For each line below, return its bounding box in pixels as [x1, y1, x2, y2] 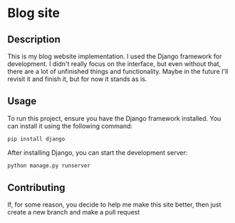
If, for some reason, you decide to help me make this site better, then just [7, 200, 221, 209]
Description [7, 33, 61, 45]
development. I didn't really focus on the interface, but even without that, [7, 60, 221, 68]
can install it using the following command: [7, 121, 133, 130]
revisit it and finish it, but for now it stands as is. [7, 75, 147, 83]
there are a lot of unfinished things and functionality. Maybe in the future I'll [7, 67, 229, 75]
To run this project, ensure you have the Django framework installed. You [7, 114, 221, 122]
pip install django [7, 135, 66, 143]
